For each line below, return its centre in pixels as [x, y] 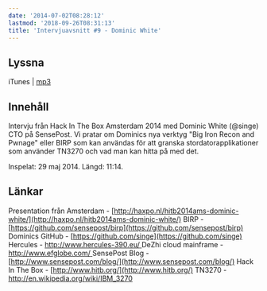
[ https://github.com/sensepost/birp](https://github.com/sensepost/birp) [126, 227]
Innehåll [29, 107]
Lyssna [26, 62]
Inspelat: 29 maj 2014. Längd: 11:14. [66, 167]
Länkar [26, 192]
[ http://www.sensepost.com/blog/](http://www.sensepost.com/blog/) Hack [131, 261]
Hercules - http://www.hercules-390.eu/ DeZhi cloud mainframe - [116, 244]
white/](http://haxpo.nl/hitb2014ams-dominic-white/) [95, 219]
